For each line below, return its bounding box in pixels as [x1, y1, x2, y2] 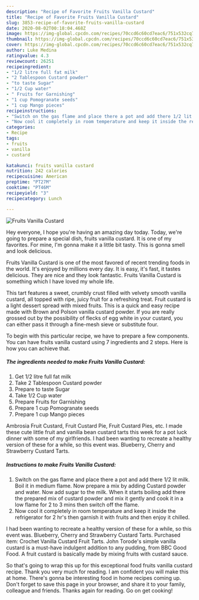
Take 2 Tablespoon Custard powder [14, 380, 102, 387]
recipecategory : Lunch [6, 195, 62, 201]
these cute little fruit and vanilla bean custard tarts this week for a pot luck [6, 429, 188, 436]
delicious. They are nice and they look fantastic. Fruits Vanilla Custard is [6, 271, 182, 278]
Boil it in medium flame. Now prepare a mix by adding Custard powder [14, 482, 187, 489]
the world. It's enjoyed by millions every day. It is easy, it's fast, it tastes [6, 265, 181, 272]
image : [6, 31, 23, 37]
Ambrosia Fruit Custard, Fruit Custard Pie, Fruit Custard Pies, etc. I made [6, 422, 182, 429]
